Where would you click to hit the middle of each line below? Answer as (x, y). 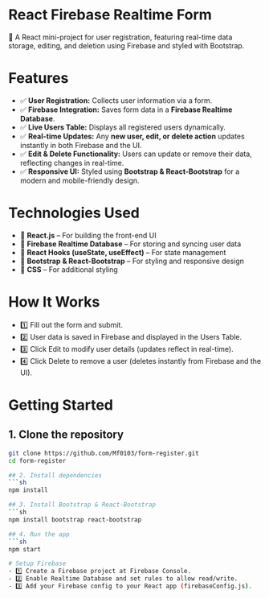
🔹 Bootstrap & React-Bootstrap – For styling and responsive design (132, 261)
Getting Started (61, 405)
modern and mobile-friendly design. (79, 180)
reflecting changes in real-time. (72, 163)
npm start (25, 549)
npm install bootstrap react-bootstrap (75, 520)
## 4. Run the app (39, 534)
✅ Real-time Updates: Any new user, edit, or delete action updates (132, 136)
